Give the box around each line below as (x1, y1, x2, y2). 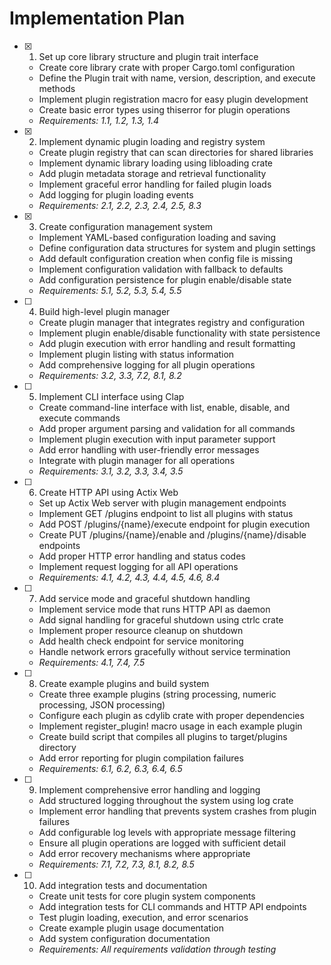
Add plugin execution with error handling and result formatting (38, 337, 296, 349)
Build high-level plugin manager (38, 305, 171, 317)
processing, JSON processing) (38, 698, 166, 711)
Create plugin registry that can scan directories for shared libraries (38, 146, 314, 158)
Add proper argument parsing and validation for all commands (38, 422, 296, 434)
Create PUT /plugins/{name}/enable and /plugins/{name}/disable (38, 528, 307, 541)
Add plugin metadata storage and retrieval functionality (38, 167, 267, 179)
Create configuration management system (38, 220, 214, 232)
